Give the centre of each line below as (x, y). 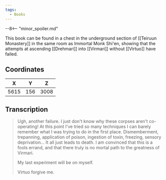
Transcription (27, 109)
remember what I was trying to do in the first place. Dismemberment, (88, 132)
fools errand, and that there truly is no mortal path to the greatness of (88, 148)
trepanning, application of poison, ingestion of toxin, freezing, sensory (89, 137)
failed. (12, 54)
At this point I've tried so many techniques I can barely (95, 126)
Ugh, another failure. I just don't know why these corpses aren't (83, 121)
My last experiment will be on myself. (55, 163)
